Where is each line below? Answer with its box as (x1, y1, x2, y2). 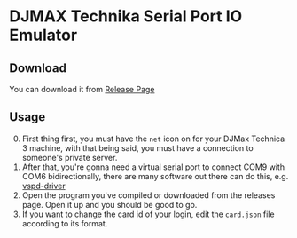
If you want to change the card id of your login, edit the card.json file (21, 209, 275, 219)
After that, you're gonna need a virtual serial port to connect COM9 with (21, 162, 285, 172)
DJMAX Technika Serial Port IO (9, 6, 243, 27)
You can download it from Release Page (9, 84, 155, 94)
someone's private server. (21, 152, 118, 163)
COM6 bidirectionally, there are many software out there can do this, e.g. (21, 171, 289, 181)
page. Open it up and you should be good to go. (21, 199, 198, 210)
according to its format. (21, 218, 108, 228)
